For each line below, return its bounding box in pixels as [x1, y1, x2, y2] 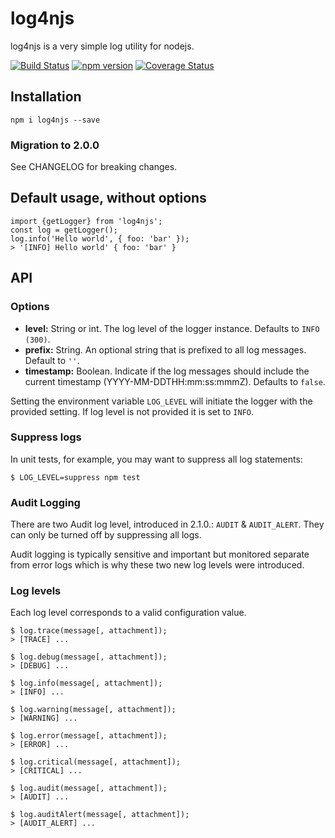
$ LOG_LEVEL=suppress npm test [10, 472, 141, 482]
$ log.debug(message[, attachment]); [10, 652, 168, 662]
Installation [10, 88, 82, 106]
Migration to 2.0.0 [10, 138, 100, 152]
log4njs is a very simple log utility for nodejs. [10, 40, 195, 52]
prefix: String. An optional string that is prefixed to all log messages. [24, 343, 307, 356]
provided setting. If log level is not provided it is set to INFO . [10, 405, 255, 417]
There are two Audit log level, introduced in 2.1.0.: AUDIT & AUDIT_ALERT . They [10, 518, 325, 531]
